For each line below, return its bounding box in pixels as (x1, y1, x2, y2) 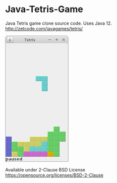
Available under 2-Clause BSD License (5, 166, 86, 172)
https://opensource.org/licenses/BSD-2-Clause (5, 172, 103, 178)
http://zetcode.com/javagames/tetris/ (5, 25, 83, 31)
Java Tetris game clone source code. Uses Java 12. (5, 20, 112, 26)
